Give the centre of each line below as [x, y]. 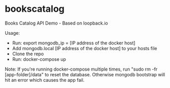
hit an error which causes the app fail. [45, 80]
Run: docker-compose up [39, 59]
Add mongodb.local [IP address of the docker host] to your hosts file [84, 48]
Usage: [12, 33]
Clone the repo [28, 54]
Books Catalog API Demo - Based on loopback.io [56, 23]
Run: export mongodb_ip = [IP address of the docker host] [74, 43]
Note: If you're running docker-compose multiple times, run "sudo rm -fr [81, 69]
